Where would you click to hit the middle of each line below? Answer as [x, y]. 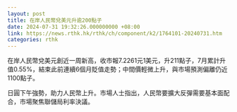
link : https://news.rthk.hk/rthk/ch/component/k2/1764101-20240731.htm [115, 33]
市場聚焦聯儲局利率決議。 [56, 101]
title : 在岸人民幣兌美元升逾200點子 [55, 20]
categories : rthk [33, 40]
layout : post [26, 14]
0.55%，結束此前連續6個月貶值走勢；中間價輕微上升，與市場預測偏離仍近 [120, 69]
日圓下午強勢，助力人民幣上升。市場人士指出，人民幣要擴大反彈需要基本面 [115, 93]
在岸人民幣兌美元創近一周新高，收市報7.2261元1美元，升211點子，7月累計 [114, 61]
